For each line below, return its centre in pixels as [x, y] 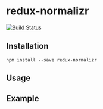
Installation [27, 46]
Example [23, 99]
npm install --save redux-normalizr [51, 60]
